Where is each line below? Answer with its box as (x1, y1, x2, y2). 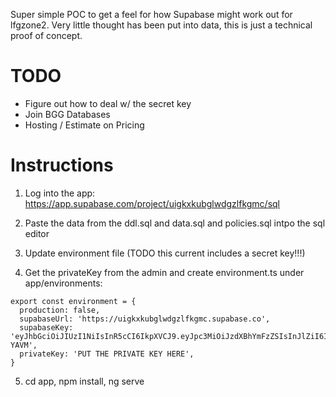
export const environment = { (10, 296, 137, 306)
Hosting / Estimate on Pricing (24, 119, 145, 131)
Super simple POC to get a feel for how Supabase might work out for (10, 9, 293, 20)
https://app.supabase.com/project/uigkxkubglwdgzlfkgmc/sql (24, 197, 281, 209)
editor (24, 227, 50, 239)
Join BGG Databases (24, 108, 111, 120)
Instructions (10, 154, 114, 177)
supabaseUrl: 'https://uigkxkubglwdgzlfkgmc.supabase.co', (19, 314, 271, 324)
